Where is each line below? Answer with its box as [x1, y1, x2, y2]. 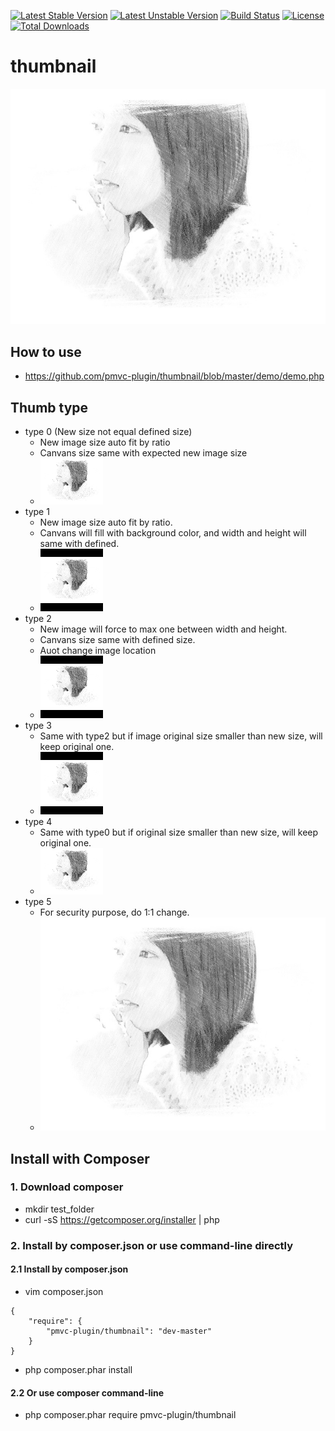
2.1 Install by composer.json [10, 1263, 129, 1275]
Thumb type [10, 399, 89, 416]
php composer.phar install [24, 1363, 133, 1375]
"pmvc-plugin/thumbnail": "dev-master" [46, 1326, 213, 1336]
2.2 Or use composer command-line [10, 1386, 165, 1399]
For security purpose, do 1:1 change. [39, 906, 190, 919]
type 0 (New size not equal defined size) [24, 426, 193, 438]
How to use [10, 343, 82, 360]
